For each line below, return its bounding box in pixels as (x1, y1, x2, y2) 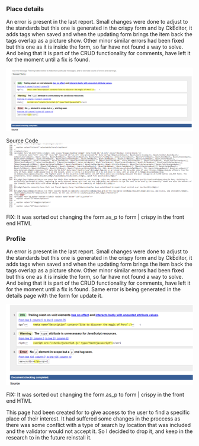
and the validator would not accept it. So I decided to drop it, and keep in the (6, 428, 193, 435)
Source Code (6, 137, 38, 144)
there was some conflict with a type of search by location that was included (6, 421, 191, 428)
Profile (6, 234, 26, 243)
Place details (6, 5, 44, 13)
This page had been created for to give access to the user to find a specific (6, 409, 190, 416)
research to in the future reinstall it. (6, 434, 92, 441)
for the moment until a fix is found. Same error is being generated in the (6, 286, 181, 293)
